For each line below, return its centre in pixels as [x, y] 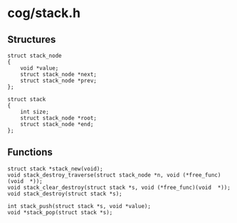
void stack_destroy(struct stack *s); [65, 194]
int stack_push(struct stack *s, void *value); [79, 206]
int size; [35, 112]
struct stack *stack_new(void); [55, 169]
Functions [30, 152]
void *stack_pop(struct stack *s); [60, 212]
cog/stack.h [44, 13]
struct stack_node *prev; [59, 81]
